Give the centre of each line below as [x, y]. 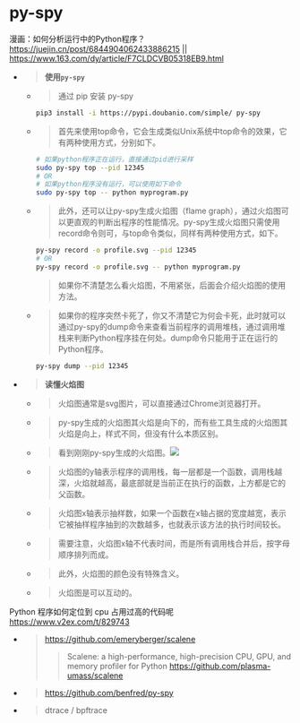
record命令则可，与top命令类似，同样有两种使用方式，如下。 [171, 233]
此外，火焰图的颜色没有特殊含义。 [121, 573]
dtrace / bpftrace [76, 710]
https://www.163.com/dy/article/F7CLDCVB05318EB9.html [116, 58]
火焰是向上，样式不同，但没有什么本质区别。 [141, 434]
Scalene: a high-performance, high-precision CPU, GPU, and [179, 656]
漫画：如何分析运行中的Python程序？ [77, 39]
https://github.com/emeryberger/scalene [120, 639]
